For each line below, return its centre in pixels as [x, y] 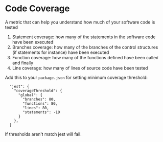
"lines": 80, [36, 108]
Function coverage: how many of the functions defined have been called [85, 57]
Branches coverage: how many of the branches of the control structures [85, 47]
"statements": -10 [41, 112]
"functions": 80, [40, 103]
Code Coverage [37, 9]
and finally [23, 63]
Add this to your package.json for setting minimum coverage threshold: [76, 77]
